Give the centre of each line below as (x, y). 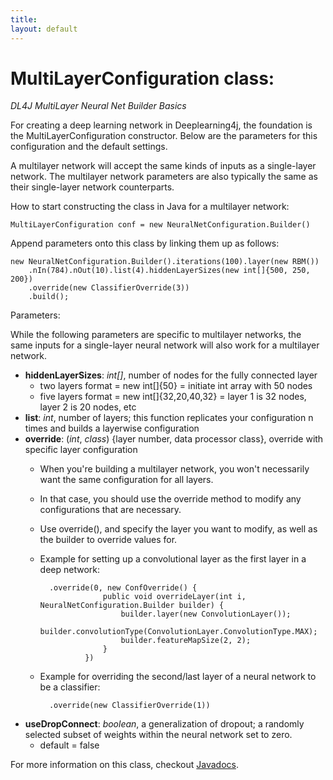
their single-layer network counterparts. (92, 187)
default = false (69, 745)
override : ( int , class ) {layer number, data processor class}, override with (174, 439)
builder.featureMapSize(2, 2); (186, 641)
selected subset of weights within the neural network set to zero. (158, 735)
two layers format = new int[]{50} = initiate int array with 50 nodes (176, 386)
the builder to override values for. (108, 540)
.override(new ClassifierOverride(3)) (109, 288)
